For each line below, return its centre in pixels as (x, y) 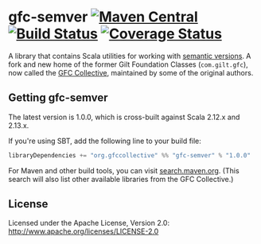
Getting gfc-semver (58, 98)
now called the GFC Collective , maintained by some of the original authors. (131, 72)
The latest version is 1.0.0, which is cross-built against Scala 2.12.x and (124, 117)
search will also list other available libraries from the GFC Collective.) (121, 179)
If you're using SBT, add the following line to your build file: (105, 141)
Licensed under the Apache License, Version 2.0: (89, 223)
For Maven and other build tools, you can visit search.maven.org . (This (124, 170)
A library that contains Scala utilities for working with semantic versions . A (130, 56)
